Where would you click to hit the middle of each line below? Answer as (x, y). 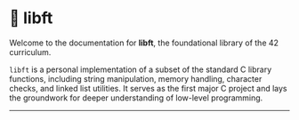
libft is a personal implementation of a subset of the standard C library (141, 69)
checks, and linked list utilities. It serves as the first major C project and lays (148, 88)
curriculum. (30, 52)
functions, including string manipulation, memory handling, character (136, 78)
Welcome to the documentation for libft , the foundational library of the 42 (144, 43)
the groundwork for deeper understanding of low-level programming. (136, 98)
